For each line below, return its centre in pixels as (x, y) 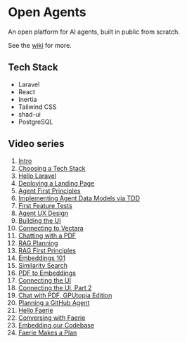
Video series (36, 144)
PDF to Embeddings (47, 273)
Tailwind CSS (37, 107)
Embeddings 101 (42, 258)
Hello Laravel (37, 176)
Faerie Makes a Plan (47, 332)
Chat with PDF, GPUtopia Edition (65, 295)
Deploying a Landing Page (56, 183)
